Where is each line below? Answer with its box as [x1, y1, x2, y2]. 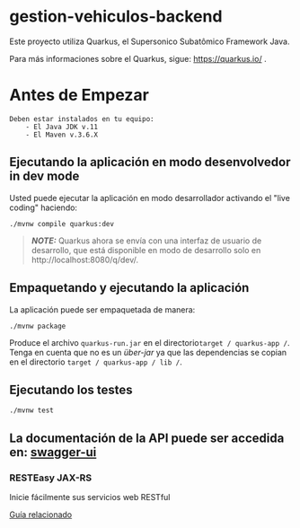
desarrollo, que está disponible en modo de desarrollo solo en [31, 244, 261, 255]
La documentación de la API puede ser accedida [9, 430, 285, 445]
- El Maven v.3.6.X [25, 130, 99, 139]
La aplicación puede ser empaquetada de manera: [9, 304, 196, 315]
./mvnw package [9, 321, 66, 330]
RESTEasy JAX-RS [9, 471, 93, 484]
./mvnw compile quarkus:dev [9, 219, 115, 228]
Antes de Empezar [9, 85, 150, 105]
